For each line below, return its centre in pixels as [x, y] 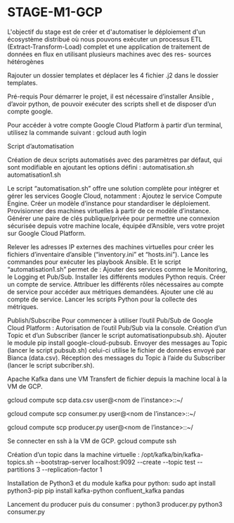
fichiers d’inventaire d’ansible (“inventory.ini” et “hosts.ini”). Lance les [108, 254]
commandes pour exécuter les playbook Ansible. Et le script [94, 262]
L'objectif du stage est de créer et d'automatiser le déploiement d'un [106, 32]
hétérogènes [26, 61]
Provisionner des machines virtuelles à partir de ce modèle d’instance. [109, 210]
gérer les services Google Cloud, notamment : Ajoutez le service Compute [115, 196]
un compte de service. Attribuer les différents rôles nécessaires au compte [115, 284]
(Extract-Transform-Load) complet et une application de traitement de [109, 46]
